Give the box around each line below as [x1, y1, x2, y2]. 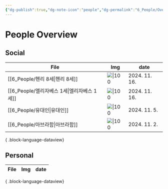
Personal [5, 151, 34, 160]
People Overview [5, 28, 78, 40]
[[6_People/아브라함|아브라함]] [7, 121, 78, 128]
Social [5, 48, 25, 57]
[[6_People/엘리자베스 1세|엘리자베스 [7, 87, 92, 94]
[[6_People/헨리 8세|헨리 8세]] [7, 75, 78, 82]
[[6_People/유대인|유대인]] [7, 106, 69, 113]
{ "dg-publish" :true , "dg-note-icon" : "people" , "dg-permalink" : [5, 7, 135, 12]
